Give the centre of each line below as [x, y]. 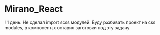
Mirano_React [34, 9]
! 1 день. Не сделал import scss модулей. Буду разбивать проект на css [80, 22]
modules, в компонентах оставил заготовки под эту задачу [67, 27]
